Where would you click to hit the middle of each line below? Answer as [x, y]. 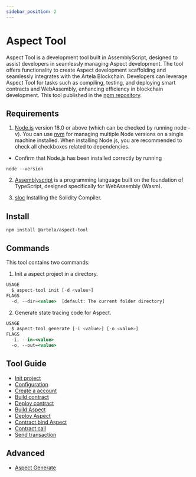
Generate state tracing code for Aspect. [63, 312]
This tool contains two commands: [48, 262]
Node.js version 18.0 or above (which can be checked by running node [101, 128]
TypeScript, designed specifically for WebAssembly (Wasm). [88, 186]
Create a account [36, 391]
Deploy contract [34, 403]
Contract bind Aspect [41, 422]
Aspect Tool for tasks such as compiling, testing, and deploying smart [91, 82]
